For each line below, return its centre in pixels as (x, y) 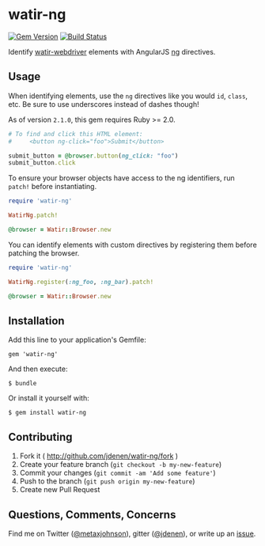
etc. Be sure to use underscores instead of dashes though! (104, 104)
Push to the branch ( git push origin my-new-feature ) (107, 481)
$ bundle (23, 384)
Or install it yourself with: (49, 398)
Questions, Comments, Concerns (92, 515)
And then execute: (38, 369)
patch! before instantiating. (53, 187)
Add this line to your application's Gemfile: (77, 340)
